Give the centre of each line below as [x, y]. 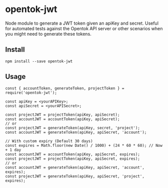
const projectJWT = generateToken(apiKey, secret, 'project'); [73, 128]
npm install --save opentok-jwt [39, 61]
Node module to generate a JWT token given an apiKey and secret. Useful [82, 23]
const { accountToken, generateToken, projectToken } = [65, 88]
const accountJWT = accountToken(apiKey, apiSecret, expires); [73, 154]
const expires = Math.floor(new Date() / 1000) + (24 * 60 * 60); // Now [84, 145]
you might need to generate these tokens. [48, 34]
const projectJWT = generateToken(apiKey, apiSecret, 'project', [75, 176]
